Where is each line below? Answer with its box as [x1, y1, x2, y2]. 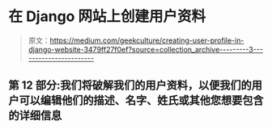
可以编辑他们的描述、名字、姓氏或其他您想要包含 [19, 94, 264, 107]
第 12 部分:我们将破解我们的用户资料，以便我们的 [8, 78, 253, 93]
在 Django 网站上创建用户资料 [8, 7, 206, 26]
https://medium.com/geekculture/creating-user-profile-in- [49, 35, 244, 45]
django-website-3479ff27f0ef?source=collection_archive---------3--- [28, 44, 263, 54]
